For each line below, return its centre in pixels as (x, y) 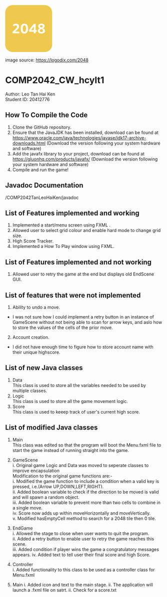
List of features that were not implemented (73, 295)
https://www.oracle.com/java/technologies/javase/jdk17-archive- (79, 137)
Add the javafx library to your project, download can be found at (78, 153)
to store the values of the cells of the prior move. (63, 327)
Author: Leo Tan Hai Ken (30, 94)
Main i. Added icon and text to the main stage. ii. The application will (83, 584)
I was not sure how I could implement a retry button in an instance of (83, 317)
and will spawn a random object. (46, 497)
